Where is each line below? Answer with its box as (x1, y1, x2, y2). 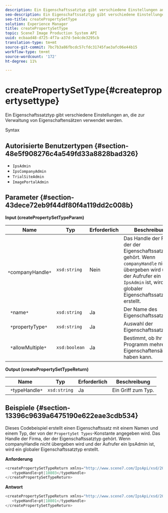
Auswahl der (123, 320, 153, 327)
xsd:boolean (56, 344, 85, 350)
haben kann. (123, 353, 152, 360)
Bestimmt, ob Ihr (123, 334, 162, 341)
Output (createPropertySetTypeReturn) (5, 366, 89, 372)
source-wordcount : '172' (5, 54, 57, 59)
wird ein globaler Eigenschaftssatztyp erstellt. (5, 446, 99, 452)
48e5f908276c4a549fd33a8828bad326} (5, 149, 138, 158)
